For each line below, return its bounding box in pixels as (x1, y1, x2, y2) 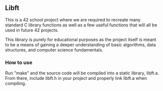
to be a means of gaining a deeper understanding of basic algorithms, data (5, 41, 156, 48)
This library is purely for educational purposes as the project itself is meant (5, 36, 157, 42)
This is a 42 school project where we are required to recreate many (5, 17, 141, 22)
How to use (5, 59, 33, 66)
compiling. (5, 80, 26, 87)
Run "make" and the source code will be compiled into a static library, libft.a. (5, 70, 159, 76)
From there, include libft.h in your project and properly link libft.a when (5, 75, 147, 81)
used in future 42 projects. (5, 27, 59, 33)
